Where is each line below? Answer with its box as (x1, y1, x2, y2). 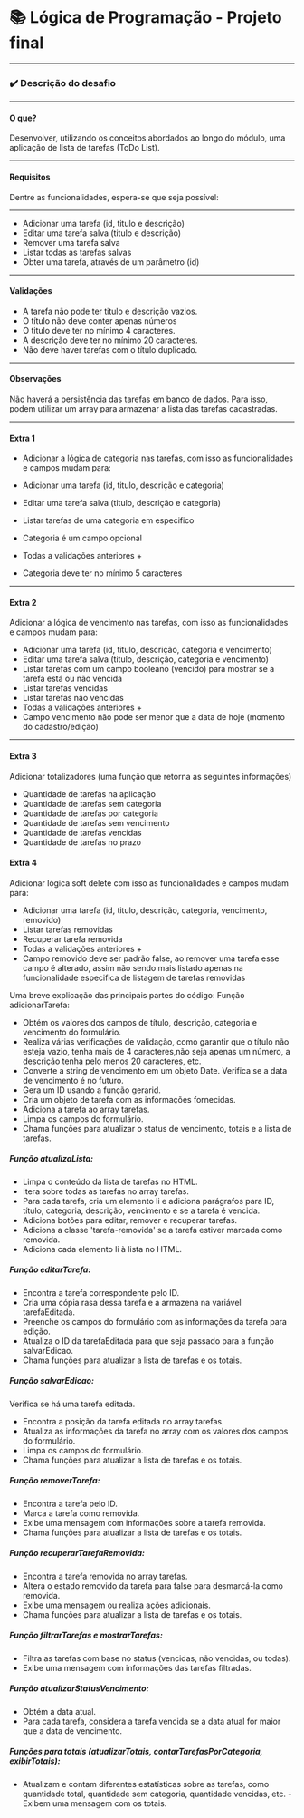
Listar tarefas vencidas (22, 683, 109, 694)
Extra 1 (9, 433, 35, 443)
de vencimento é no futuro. (22, 1074, 124, 1085)
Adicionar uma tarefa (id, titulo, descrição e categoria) (22, 480, 224, 491)
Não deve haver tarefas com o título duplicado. (22, 344, 198, 355)
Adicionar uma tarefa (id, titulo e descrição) (22, 218, 185, 228)
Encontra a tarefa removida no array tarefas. (22, 1570, 188, 1581)
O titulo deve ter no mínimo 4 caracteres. (22, 325, 176, 335)
